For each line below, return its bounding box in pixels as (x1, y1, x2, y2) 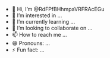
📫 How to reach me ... (11, 31, 67, 38)
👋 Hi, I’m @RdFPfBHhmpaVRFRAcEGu (11, 6, 105, 12)
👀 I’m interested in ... (11, 12, 62, 19)
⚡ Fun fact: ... (11, 46, 45, 53)
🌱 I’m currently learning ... (11, 18, 76, 25)
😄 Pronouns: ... (11, 40, 51, 47)
